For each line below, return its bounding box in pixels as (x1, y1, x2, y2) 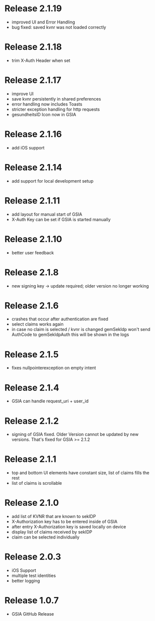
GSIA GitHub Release (11, 611, 54, 617)
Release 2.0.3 (4, 551, 61, 562)
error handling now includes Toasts (11, 101, 83, 107)
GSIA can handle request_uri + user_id (11, 398, 88, 404)
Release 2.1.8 (4, 267, 59, 278)
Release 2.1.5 (4, 349, 59, 360)
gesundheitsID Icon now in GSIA (11, 111, 76, 117)
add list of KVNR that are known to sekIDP (11, 514, 96, 519)
